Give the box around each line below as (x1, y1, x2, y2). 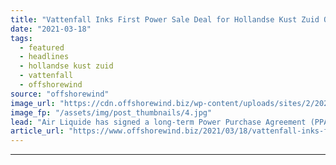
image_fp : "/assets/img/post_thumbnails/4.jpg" (10, 107, 213, 118)
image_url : (10, 98, 56, 108)
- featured (19, 42, 65, 53)
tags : (10, 33, 33, 43)
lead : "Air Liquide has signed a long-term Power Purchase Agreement (10, 117, 307, 127)
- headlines (19, 52, 70, 62)
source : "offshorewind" (10, 89, 110, 99)
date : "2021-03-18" (10, 24, 92, 34)
